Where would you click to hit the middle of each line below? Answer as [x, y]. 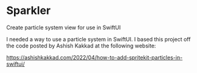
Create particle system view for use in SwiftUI [64, 27]
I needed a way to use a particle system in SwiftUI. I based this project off [98, 39]
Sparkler [29, 11]
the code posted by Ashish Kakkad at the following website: [81, 46]
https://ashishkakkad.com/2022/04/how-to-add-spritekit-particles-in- [95, 57]
